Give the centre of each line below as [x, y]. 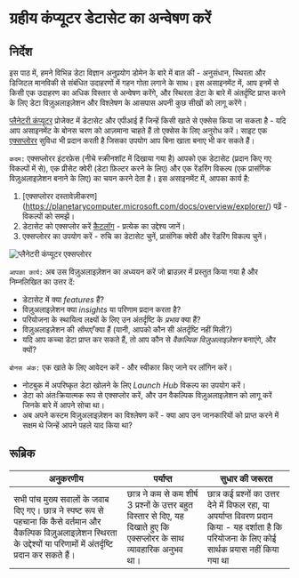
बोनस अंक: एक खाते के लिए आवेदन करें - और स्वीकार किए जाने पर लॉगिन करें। [121, 367]
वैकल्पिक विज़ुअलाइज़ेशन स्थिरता [65, 533]
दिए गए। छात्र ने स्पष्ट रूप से [59, 510]
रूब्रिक [22, 454]
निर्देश [21, 51]
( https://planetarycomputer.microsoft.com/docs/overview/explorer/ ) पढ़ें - [154, 206]
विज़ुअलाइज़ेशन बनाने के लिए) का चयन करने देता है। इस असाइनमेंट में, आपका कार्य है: [130, 178]
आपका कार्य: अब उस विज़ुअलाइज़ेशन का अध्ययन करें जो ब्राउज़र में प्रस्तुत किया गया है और [133, 272]
